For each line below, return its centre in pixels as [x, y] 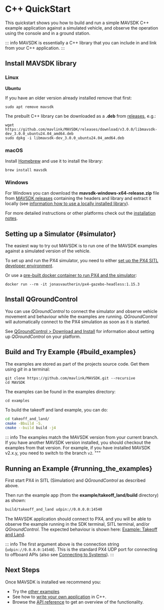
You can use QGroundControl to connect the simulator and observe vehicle [81, 311]
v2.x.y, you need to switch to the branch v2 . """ [53, 453]
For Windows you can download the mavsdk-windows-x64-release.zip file [82, 193]
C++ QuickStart [38, 9]
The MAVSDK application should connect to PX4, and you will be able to [78, 519]
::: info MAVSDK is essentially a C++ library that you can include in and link [81, 42]
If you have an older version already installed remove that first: [68, 98]
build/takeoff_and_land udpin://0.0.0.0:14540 [54, 509]
